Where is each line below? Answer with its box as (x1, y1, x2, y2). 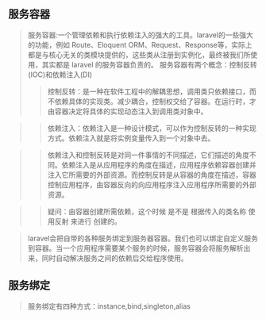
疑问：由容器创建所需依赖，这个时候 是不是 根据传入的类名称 (47, 206, 247, 216)
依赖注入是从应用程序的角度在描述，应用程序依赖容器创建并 (61, 159, 256, 169)
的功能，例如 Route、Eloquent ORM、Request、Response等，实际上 (27, 40, 253, 49)
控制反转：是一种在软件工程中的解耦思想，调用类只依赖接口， (47, 86, 250, 96)
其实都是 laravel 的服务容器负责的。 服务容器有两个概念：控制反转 (41, 60, 257, 69)
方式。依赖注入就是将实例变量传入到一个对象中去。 (47, 133, 215, 143)
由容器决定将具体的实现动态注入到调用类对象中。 (47, 106, 208, 116)
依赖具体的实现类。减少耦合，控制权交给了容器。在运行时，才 (54, 96, 256, 106)
